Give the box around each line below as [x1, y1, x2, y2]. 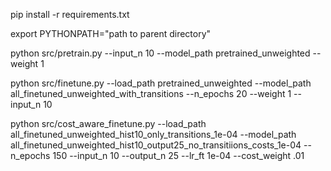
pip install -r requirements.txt [10, 9, 130, 20]
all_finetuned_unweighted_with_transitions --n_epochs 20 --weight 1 [10, 88, 292, 99]
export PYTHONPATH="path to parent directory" [10, 28, 212, 39]
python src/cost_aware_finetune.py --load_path [10, 118, 207, 129]
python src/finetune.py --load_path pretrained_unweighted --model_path [10, 77, 312, 89]
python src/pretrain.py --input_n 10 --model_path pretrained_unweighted [10, 47, 311, 59]
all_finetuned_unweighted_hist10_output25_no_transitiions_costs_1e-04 [10, 139, 302, 151]
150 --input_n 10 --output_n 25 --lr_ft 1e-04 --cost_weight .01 [52, 150, 305, 161]
